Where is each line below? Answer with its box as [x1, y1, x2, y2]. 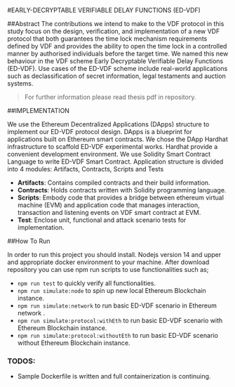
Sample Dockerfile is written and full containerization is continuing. [17, 372, 211, 381]
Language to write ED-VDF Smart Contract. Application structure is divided [7, 157, 224, 166]
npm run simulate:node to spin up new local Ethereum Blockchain [17, 287, 207, 294]
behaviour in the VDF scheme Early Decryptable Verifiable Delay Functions [7, 57, 224, 65]
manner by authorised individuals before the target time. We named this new [7, 49, 229, 58]
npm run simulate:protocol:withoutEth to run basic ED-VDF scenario [17, 332, 219, 339]
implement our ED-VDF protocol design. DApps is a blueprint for [7, 128, 193, 136]
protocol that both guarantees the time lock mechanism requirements [7, 34, 208, 43]
